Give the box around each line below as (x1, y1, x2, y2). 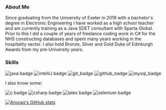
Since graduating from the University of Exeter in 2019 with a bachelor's (5, 15, 153, 21)
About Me (5, 3, 30, 10)
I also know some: (5, 80, 42, 86)
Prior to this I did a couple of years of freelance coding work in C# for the (5, 31, 156, 37)
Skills (5, 59, 19, 66)
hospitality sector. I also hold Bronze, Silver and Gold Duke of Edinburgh (5, 41, 153, 47)
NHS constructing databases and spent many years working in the (5, 36, 142, 42)
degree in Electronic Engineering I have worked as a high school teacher (5, 20, 154, 26)
